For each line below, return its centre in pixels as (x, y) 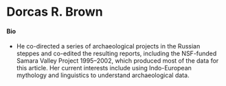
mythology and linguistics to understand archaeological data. (103, 75)
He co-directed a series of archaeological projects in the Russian (108, 46)
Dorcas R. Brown (55, 12)
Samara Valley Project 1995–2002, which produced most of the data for (117, 61)
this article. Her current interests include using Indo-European (104, 68)
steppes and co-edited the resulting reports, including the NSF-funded (116, 54)
